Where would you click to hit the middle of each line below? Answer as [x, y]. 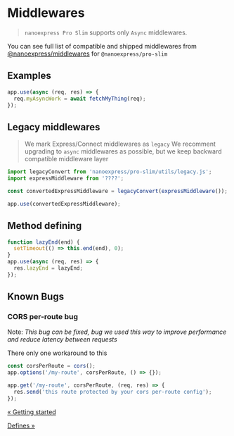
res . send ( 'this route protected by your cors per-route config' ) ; [113, 392]
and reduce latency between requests [62, 340]
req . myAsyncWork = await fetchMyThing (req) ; [80, 99]
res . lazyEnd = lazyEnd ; [48, 268]
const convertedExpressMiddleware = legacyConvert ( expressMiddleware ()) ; [118, 191]
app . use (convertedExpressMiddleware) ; [64, 204]
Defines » [21, 425]
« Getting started [32, 412]
